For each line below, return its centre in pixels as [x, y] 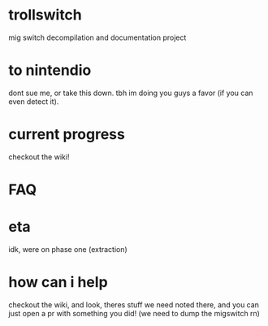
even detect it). [34, 101]
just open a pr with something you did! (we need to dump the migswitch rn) [134, 313]
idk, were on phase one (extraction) [68, 249]
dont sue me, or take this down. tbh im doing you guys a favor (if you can [131, 93]
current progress [67, 135]
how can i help [58, 283]
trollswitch [45, 15]
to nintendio [50, 70]
